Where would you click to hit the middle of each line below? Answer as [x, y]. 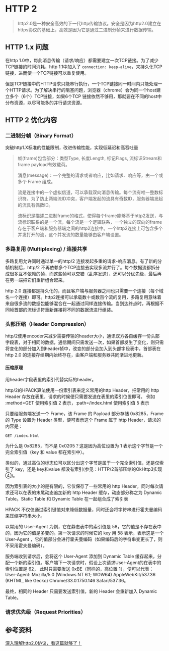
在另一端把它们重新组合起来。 [36, 280]
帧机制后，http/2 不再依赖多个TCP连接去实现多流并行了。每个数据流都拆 [80, 267]
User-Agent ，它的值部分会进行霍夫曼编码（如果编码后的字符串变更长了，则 [84, 539]
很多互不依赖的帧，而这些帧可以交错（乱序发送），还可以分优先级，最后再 [86, 274]
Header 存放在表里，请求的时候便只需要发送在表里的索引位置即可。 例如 [80, 396]
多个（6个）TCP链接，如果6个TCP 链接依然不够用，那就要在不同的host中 [86, 96]
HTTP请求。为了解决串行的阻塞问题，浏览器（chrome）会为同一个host [83, 90]
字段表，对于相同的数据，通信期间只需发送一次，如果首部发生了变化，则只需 [84, 342]
